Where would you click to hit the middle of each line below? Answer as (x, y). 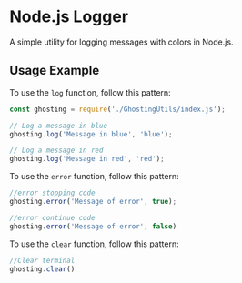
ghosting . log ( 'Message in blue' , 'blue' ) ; (91, 134)
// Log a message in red (56, 151)
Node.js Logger (69, 17)
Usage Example (55, 71)
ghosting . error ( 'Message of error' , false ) (93, 226)
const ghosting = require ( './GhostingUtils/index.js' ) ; (117, 109)
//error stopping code (52, 193)
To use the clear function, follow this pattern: (94, 244)
